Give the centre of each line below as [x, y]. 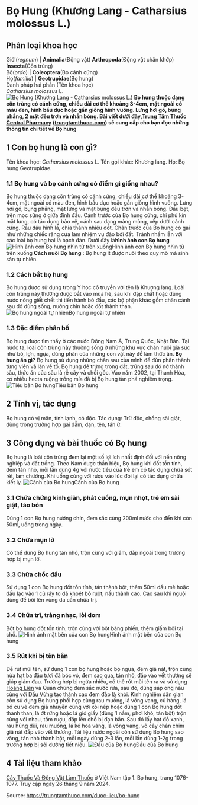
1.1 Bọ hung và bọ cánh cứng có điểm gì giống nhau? [82, 183]
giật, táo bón [25, 505]
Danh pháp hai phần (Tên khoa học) [50, 85]
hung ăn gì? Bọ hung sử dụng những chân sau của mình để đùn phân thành [98, 360]
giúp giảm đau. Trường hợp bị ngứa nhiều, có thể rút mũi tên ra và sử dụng [97, 681]
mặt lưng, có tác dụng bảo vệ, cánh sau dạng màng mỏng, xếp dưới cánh [95, 222]
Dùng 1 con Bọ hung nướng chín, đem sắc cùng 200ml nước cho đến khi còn [99, 518]
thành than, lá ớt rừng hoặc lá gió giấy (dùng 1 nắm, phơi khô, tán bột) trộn [96, 713]
